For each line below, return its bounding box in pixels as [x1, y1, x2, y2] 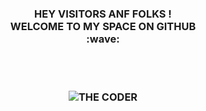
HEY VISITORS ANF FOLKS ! [34, 7, 172, 21]
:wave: [86, 32, 120, 46]
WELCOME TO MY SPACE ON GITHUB [9, 19, 197, 33]
